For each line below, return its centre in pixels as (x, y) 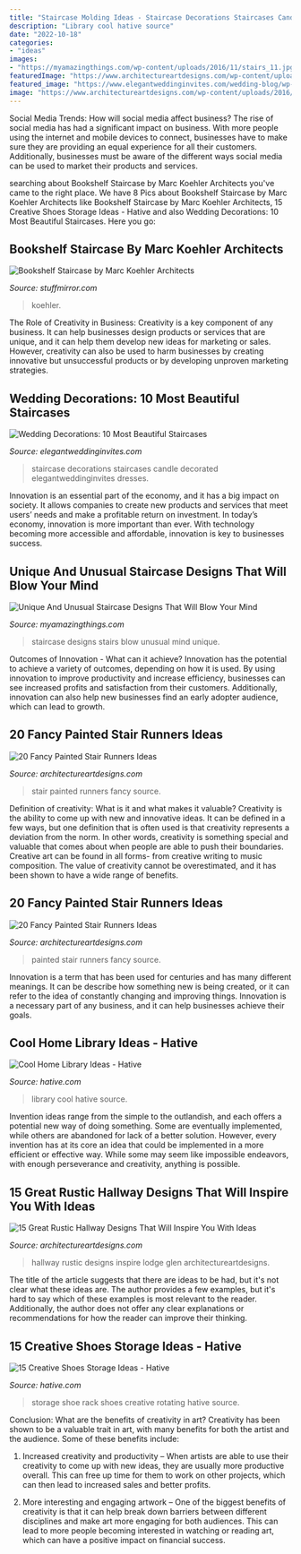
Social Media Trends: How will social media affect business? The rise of (142, 118)
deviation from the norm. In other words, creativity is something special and (149, 837)
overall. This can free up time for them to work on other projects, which (154, 1475)
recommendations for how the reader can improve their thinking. (129, 1318)
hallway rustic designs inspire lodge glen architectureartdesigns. (150, 1263)
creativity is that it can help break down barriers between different (144, 1511)
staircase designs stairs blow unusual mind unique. (125, 641)
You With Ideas (52, 1206)
